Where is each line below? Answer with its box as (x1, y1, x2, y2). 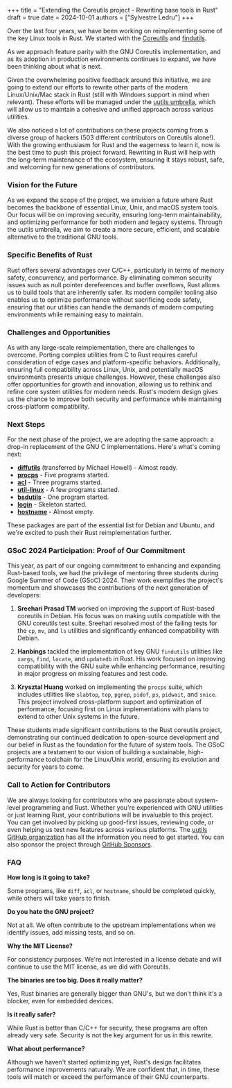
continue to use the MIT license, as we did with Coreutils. (7, 962, 171, 971)
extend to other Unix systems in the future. (17, 713, 140, 721)
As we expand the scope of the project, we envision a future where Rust (7, 196, 213, 204)
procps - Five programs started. (17, 471, 109, 479)
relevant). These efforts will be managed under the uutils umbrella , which (7, 98, 216, 106)
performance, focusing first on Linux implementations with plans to (17, 705, 209, 713)
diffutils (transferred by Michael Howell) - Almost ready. (17, 464, 178, 472)
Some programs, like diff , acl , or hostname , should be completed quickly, (7, 887, 216, 895)
